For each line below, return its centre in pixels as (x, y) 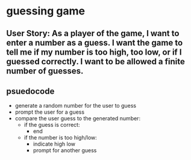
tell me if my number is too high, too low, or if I (94, 52)
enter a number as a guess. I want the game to (95, 42)
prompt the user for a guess (50, 112)
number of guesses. (45, 71)
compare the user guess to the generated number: (77, 118)
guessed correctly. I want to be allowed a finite (96, 61)
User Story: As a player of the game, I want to (93, 33)
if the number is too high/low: (61, 138)
